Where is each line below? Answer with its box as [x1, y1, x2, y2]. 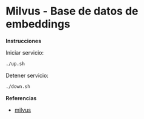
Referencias [5, 94, 37, 101]
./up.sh [5, 61, 25, 67]
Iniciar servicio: [5, 49, 44, 56]
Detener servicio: [5, 72, 49, 79]
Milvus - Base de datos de [5, 4, 139, 18]
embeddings [5, 17, 71, 31]
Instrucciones [5, 37, 42, 44]
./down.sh [5, 83, 31, 89]
